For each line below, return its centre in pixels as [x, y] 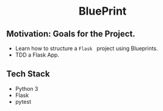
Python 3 [27, 88]
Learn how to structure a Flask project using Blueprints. [86, 48]
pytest [23, 101]
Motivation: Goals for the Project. [71, 34]
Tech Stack [28, 74]
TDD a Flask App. [37, 55]
